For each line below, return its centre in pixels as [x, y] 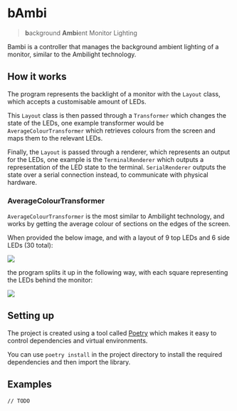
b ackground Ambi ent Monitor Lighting [81, 33]
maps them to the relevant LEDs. [55, 138]
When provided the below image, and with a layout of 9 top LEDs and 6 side [118, 238]
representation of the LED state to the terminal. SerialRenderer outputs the [117, 167]
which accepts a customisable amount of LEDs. [77, 101]
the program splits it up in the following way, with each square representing [118, 273]
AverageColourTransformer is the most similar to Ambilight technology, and [116, 216]
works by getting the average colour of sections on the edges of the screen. [119, 224]
